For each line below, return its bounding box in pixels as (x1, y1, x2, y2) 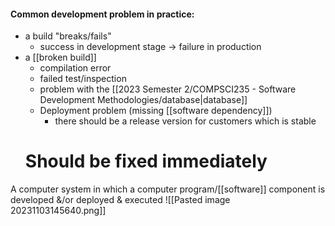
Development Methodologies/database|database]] (39, 94, 248, 106)
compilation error (39, 62, 112, 74)
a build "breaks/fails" (24, 30, 112, 42)
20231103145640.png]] (10, 205, 107, 217)
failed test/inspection (39, 73, 127, 85)
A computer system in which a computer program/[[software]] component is (10, 183, 326, 195)
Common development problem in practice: (10, 8, 195, 20)
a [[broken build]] (24, 51, 97, 64)
